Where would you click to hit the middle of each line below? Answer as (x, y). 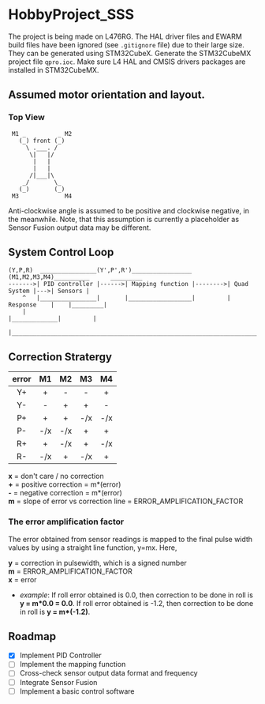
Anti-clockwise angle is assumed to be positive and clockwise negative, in (129, 210)
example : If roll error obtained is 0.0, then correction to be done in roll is (136, 595)
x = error (22, 579)
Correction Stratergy (60, 357)
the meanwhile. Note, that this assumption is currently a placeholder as (123, 219)
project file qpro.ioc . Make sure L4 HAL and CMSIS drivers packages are (127, 62)
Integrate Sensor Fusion (58, 682)
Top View (26, 118)
